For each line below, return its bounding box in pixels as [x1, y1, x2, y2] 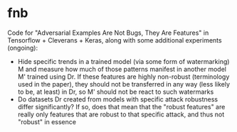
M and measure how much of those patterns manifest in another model [17, 65, 226, 73]
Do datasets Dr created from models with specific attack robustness [17, 94, 218, 104]
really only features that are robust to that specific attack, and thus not [17, 110, 225, 119]
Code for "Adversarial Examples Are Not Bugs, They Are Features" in [7, 28, 209, 37]
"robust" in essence [17, 117, 77, 126]
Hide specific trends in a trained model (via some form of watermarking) [17, 57, 230, 65]
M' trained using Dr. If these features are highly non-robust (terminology [17, 72, 230, 81]
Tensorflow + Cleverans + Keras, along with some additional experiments [7, 35, 222, 44]
